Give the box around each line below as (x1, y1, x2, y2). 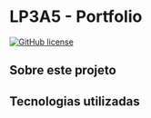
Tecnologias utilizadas (9, 93, 140, 109)
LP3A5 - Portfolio (9, 6, 143, 27)
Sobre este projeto (9, 63, 116, 78)
